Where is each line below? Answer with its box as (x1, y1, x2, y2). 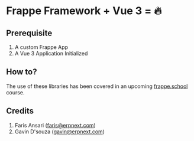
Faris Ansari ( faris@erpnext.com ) (14, 122, 96, 129)
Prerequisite (6, 28, 53, 38)
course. (6, 88, 25, 96)
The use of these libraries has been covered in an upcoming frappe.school (6, 83, 188, 90)
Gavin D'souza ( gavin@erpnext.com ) (14, 128, 105, 135)
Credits (6, 106, 34, 116)
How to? (6, 67, 37, 77)
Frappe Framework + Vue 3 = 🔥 (6, 4, 162, 18)
